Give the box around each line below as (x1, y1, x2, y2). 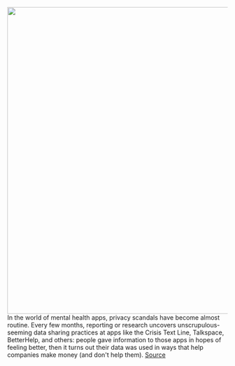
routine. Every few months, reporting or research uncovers (7, 321, 176, 329)
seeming (7, 328, 33, 337)
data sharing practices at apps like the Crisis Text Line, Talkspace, (34, 328, 225, 337)
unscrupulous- (177, 321, 220, 329)
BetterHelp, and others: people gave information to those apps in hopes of (7, 336, 222, 344)
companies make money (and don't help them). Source (7, 351, 166, 359)
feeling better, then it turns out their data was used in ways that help (7, 344, 204, 351)
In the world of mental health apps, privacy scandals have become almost (7, 313, 220, 322)
